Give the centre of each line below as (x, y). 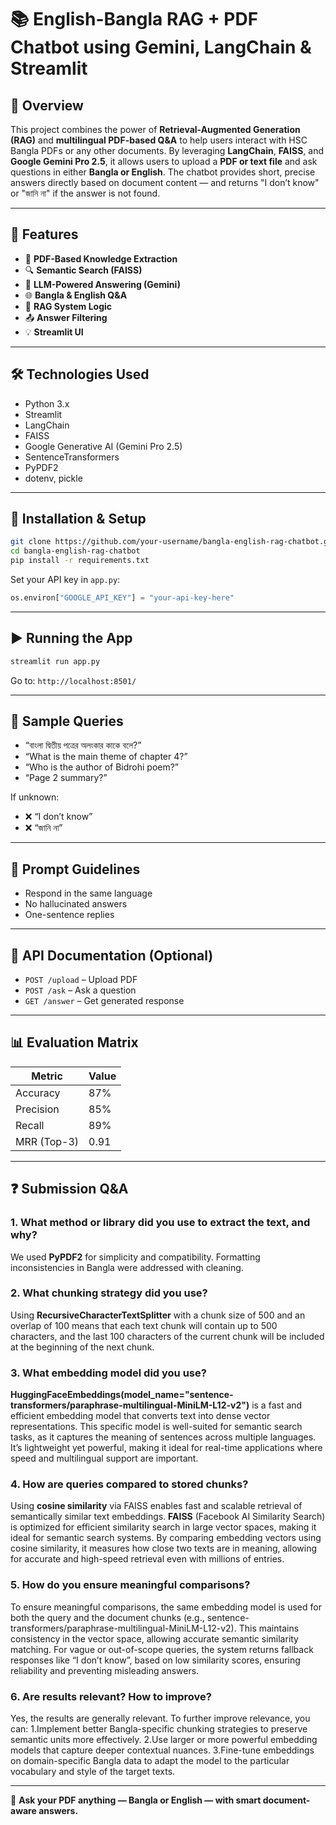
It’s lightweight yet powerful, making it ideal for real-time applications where (166, 1448)
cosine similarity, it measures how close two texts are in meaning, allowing (164, 1548)
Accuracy (38, 1093)
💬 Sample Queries (67, 721)
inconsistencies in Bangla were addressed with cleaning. (127, 1267)
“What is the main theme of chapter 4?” (106, 757)
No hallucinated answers (76, 904)
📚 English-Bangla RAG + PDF (134, 19)
